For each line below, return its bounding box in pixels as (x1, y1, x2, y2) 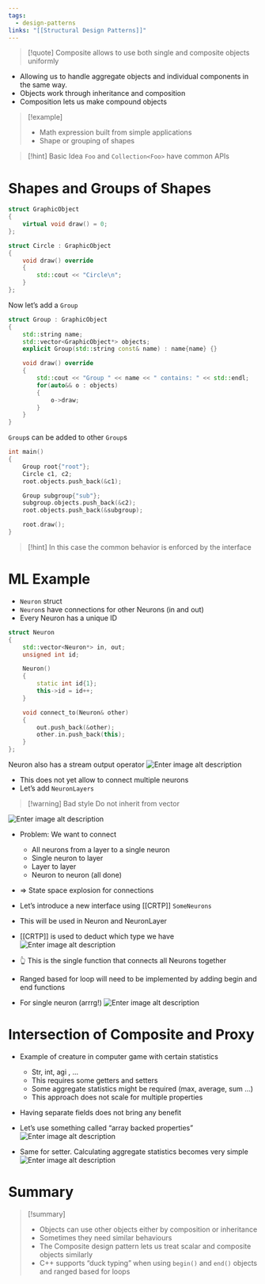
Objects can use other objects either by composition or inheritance (39, 1225, 258, 1234)
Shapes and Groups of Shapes (8, 179, 211, 197)
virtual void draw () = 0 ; (22, 220, 108, 228)
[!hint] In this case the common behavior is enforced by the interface (27, 542, 252, 551)
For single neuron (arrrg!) (19, 998, 103, 1007)
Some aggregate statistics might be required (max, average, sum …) (31, 1084, 254, 1093)
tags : (8, 11, 26, 20)
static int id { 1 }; (36, 680, 97, 688)
